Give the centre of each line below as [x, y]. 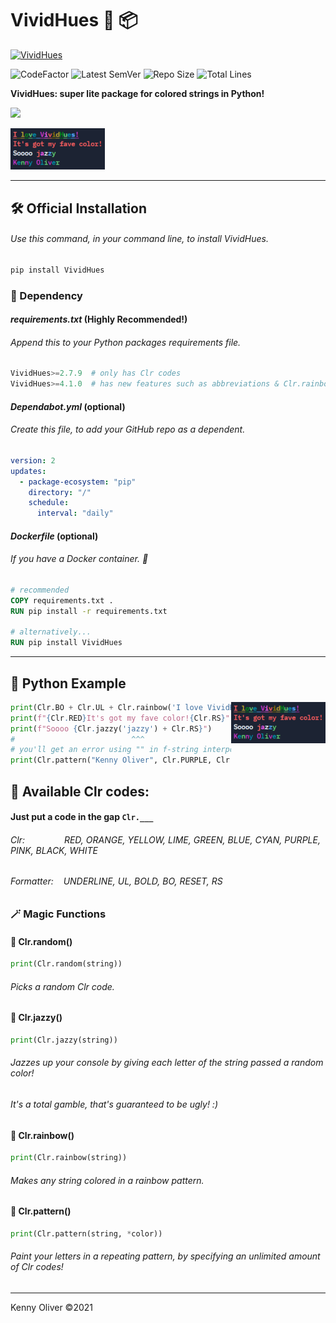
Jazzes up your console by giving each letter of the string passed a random [167, 1063]
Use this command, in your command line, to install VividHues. [139, 239]
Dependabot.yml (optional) [68, 406]
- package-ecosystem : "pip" [78, 482]
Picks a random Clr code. [62, 986]
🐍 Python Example [68, 683]
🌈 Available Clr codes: [80, 791]
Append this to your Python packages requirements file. [126, 342]
